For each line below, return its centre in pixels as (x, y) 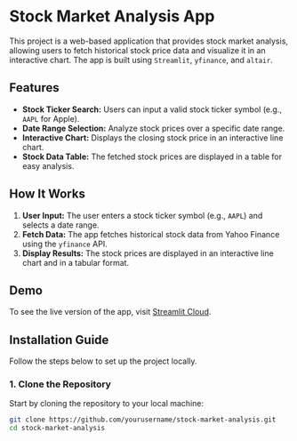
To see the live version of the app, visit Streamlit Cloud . (110, 312)
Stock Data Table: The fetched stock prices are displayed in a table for (152, 156)
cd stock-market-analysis (57, 429)
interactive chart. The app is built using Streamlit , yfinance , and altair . (141, 60)
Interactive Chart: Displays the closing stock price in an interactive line (153, 137)
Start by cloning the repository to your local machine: (107, 404)
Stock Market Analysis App (112, 16)
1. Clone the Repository (60, 384)
